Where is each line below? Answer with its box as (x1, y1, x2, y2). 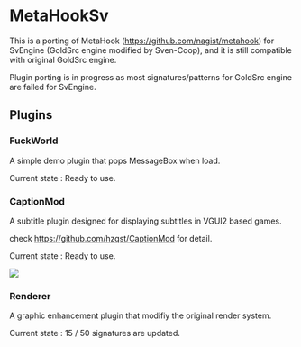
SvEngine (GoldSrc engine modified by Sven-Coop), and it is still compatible (9, 44, 293, 55)
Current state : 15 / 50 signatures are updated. (9, 328, 180, 339)
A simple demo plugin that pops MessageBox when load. (9, 155, 221, 166)
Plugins (9, 107, 53, 123)
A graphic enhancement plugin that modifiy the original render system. (9, 310, 272, 321)
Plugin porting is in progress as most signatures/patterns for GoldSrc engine (9, 71, 293, 82)
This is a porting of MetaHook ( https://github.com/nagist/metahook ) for (9, 35, 275, 46)
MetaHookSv (9, 5, 110, 26)
